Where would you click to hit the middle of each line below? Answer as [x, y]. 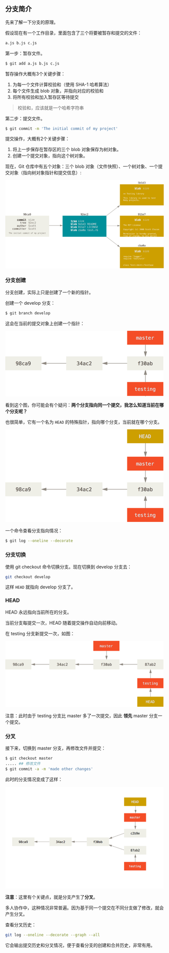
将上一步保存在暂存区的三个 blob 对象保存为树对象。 [67, 150]
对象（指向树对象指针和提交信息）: [46, 173]
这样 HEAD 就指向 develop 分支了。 [40, 587]
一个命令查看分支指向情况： [34, 531]
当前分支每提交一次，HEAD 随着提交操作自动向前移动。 [63, 623]
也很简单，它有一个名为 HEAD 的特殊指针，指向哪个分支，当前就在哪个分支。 [84, 422]
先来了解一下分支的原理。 [32, 22]
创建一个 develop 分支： [30, 303]
